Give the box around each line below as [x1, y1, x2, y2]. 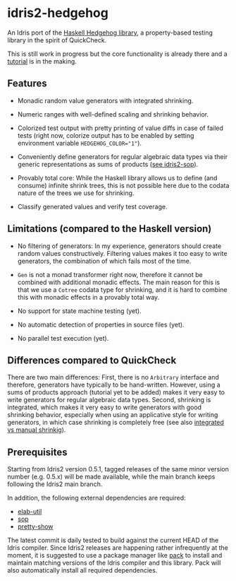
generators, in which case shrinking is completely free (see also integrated [7, 418, 224, 427]
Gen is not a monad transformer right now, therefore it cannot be [17, 270, 203, 278]
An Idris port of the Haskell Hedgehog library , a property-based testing [7, 28, 213, 37]
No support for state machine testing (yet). [17, 306, 142, 315]
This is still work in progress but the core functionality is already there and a [7, 49, 228, 58]
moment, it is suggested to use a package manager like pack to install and [7, 551, 223, 560]
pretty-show [17, 522, 54, 531]
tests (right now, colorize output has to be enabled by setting [17, 131, 194, 139]
